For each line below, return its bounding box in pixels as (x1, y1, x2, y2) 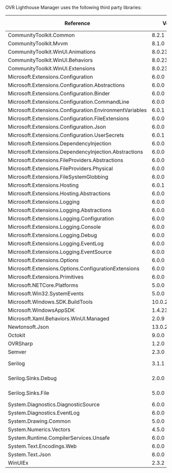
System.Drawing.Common (8, 418, 71, 425)
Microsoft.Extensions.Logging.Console (8, 223, 101, 230)
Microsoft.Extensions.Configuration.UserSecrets (8, 132, 124, 139)
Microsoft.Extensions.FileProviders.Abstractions (8, 156, 124, 164)
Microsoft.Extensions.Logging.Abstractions (8, 207, 112, 213)
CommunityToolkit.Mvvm (8, 40, 68, 47)
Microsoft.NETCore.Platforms (8, 282, 78, 289)
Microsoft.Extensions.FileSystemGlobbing (8, 173, 109, 180)
